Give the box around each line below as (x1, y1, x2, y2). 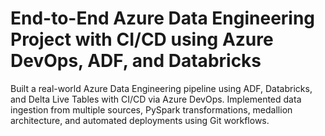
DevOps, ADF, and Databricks (10, 50, 262, 72)
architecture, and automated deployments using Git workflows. (10, 114, 270, 126)
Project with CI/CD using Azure (10, 28, 274, 51)
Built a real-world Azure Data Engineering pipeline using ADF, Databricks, (10, 82, 313, 94)
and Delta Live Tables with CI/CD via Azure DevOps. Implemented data (10, 93, 302, 105)
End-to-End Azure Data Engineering (10, 7, 316, 30)
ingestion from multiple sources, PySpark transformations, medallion (10, 103, 293, 116)
